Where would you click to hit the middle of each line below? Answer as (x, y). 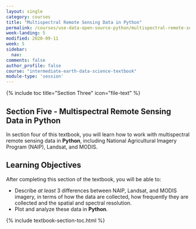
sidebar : (17, 50)
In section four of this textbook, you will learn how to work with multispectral (98, 134)
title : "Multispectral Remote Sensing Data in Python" (74, 22)
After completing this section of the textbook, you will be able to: (84, 179)
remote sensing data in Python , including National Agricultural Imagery (91, 140)
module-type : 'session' (35, 76)
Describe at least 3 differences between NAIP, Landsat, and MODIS (95, 191)
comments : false (26, 60)
